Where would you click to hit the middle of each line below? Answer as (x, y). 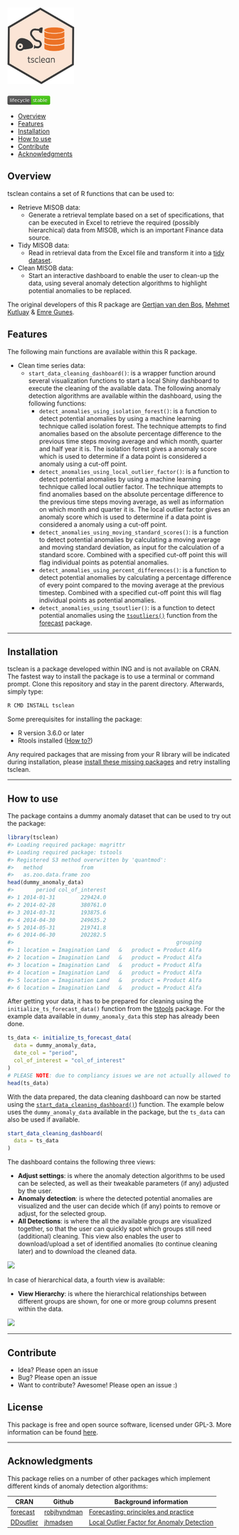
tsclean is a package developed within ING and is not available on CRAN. (114, 669)
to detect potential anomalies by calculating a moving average (130, 539)
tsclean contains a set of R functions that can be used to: (91, 193)
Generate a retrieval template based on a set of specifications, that (126, 215)
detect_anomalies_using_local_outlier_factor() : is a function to (134, 471)
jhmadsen (58, 1522)
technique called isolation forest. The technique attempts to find (133, 426)
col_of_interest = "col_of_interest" (70, 1061)
